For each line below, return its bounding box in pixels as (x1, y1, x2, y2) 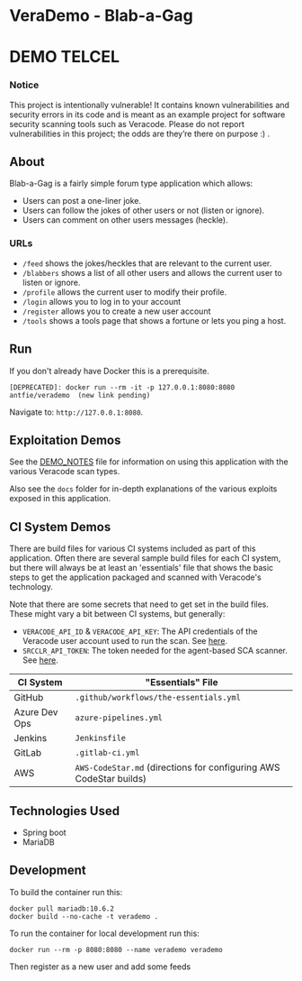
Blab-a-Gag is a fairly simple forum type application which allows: (9, 178, 253, 189)
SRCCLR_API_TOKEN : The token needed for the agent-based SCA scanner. (22, 646, 288, 656)
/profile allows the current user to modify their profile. (22, 286, 227, 298)
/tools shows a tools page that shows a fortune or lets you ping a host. (22, 315, 287, 325)
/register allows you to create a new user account (22, 306, 211, 316)
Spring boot (22, 827, 67, 839)
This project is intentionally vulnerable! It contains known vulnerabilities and (9, 99, 290, 110)
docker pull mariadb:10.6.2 (9, 903, 115, 913)
